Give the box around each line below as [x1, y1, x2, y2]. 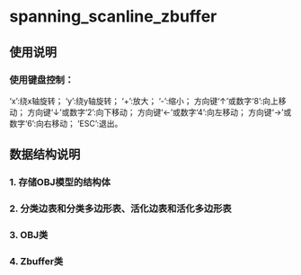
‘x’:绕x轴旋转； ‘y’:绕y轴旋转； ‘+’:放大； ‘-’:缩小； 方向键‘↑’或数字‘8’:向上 [9, 95, 279, 106]
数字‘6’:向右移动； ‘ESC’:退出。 [9, 118, 123, 129]
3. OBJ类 [9, 229, 49, 242]
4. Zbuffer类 [9, 254, 64, 267]
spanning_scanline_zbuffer [9, 6, 217, 27]
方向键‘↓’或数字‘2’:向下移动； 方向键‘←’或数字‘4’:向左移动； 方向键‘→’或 [26, 106, 292, 118]
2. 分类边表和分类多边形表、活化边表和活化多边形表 [9, 202, 232, 215]
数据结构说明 [9, 146, 81, 163]
